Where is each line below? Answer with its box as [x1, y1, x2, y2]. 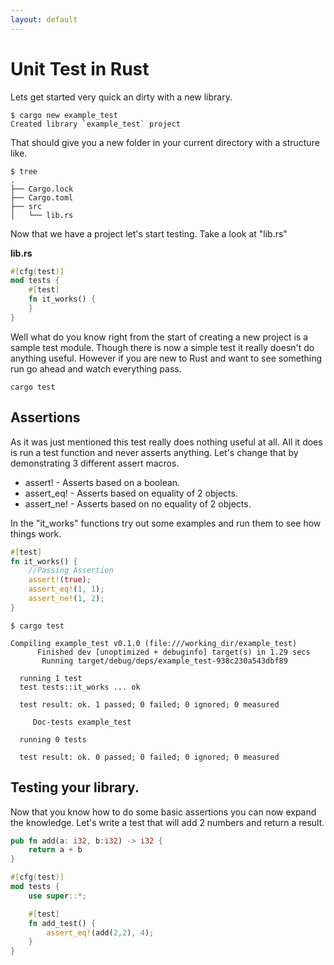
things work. [10, 527, 62, 540]
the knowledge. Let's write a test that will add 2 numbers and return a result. [10, 816, 325, 828]
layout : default [10, 14, 78, 25]
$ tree [10, 166, 38, 176]
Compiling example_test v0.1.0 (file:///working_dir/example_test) [10, 638, 298, 648]
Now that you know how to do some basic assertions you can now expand [10, 806, 317, 818]
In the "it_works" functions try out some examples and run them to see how [10, 517, 322, 529]
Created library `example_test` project [10, 119, 182, 129]
